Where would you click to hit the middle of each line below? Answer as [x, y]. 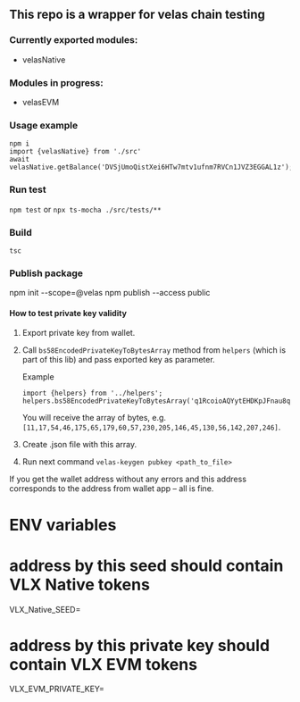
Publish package [46, 273]
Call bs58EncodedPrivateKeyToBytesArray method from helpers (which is [154, 350]
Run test [28, 189]
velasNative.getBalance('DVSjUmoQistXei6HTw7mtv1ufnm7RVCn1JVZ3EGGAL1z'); [151, 167]
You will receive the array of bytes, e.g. [94, 418]
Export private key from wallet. [79, 333]
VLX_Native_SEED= [45, 609]
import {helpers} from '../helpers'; [92, 393]
